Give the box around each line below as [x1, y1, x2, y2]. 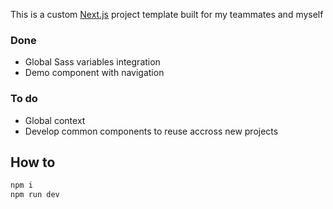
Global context [24, 114, 86, 126]
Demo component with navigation [24, 67, 165, 79]
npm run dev [10, 190, 60, 200]
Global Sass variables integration [24, 56, 161, 68]
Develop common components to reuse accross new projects [24, 125, 279, 137]
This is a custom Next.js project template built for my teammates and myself [10, 9, 324, 20]
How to [10, 154, 56, 171]
